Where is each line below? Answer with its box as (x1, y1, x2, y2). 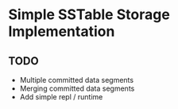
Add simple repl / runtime (19, 92, 103, 101)
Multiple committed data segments (19, 76, 133, 84)
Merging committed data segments (19, 84, 135, 93)
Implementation (8, 22, 115, 41)
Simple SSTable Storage (8, 6, 171, 24)
